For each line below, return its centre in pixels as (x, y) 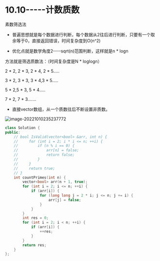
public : (13, 132)
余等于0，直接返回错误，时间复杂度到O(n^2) (56, 41)
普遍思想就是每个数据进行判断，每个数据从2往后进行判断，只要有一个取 (83, 34)
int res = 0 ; (36, 218)
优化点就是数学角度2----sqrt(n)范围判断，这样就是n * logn (70, 51)
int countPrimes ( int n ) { (40, 178)
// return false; (44, 155)
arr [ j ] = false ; (65, 200)
